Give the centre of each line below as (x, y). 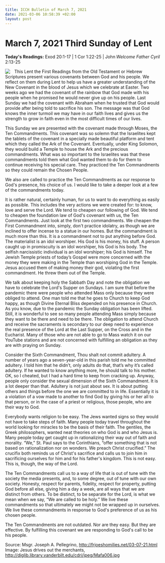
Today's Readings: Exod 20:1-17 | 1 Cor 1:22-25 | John (60, 57)
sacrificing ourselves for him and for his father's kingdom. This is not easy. (81, 459)
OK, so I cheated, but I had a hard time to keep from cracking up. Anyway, (80, 376)
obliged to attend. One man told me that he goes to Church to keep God (78, 298)
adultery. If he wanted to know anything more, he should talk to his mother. (81, 370)
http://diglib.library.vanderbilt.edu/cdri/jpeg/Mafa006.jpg (63, 555)
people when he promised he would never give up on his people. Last (75, 98)
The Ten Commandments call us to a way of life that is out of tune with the (80, 473)
